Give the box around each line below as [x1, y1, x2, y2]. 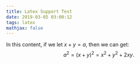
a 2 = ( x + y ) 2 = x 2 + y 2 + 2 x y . [63, 50, 135, 58]
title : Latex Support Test [6, 8, 72, 15]
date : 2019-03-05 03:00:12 [6, 14, 72, 20]
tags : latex [6, 19, 35, 25]
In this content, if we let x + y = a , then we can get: [6, 41, 129, 48]
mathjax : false [6, 25, 44, 31]
